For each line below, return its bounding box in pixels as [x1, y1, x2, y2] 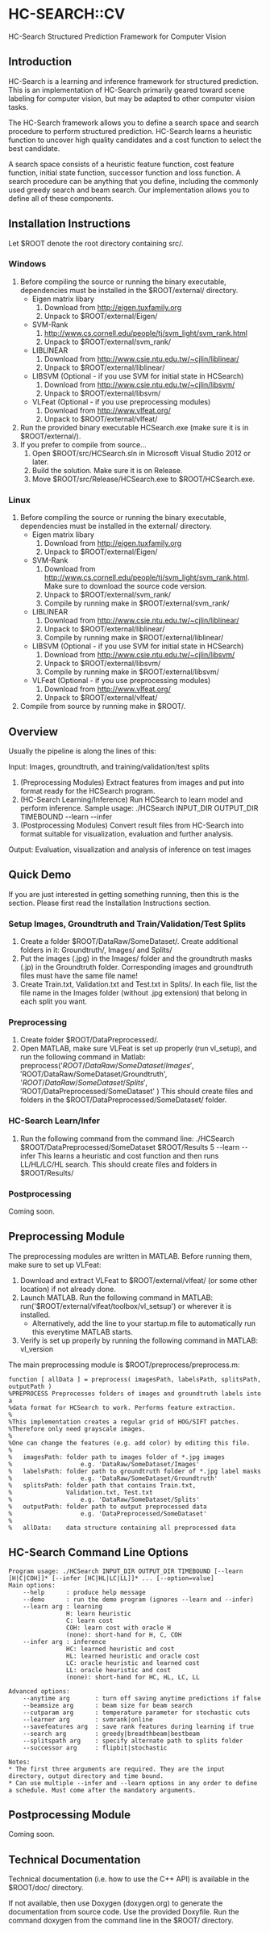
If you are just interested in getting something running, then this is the [8, 889, 239, 899]
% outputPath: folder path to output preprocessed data [8, 1503, 207, 1511]
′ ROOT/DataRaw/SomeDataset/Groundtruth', [19, 1069, 168, 1079]
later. [31, 457, 49, 467]
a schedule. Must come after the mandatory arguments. [8, 1786, 197, 1794]
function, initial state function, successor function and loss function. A [8, 167, 241, 178]
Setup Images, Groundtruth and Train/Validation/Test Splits [8, 918, 246, 929]
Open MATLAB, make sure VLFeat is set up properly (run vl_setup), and [19, 1043, 257, 1054]
